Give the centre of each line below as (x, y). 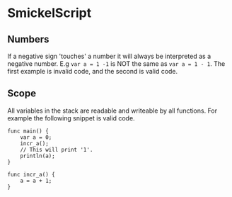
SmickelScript (50, 13)
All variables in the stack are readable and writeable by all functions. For (112, 111)
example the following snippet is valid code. (71, 118)
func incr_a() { (31, 174)
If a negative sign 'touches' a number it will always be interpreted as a (109, 56)
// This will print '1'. (57, 150)
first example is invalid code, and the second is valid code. (93, 71)
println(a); (37, 156)
